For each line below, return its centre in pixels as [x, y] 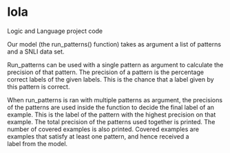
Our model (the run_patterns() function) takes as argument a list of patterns [114, 44]
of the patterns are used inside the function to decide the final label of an [111, 107]
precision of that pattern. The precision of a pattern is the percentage [106, 72]
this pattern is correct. [39, 86]
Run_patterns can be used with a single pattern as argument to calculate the [115, 64]
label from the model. [37, 143]
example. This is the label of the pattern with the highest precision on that [112, 115]
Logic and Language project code [55, 31]
